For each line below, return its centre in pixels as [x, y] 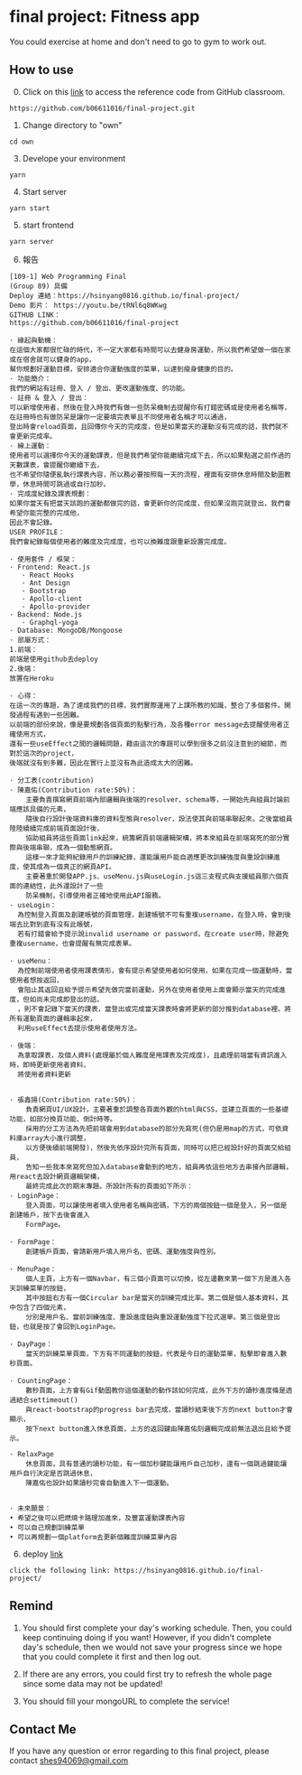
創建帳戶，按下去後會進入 [50, 1215]
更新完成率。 [36, 436]
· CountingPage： [41, 1380]
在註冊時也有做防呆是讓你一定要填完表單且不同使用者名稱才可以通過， [120, 417]
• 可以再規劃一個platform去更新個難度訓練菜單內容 [93, 1537]
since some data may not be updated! [93, 1683]
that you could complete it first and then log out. [112, 1656]
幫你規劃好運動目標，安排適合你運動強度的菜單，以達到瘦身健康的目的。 [124, 369]
